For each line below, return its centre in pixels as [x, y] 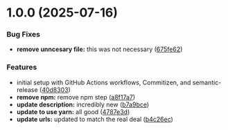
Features [22, 67]
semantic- [207, 82]
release [27, 90]
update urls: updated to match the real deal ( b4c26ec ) [95, 119]
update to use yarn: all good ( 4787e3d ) [73, 111]
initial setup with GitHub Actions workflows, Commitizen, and [104, 82]
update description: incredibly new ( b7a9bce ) [83, 104]
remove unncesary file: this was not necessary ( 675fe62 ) [99, 49]
